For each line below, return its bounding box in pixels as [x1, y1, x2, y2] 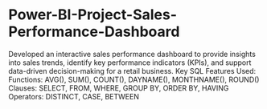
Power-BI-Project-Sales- [8, 6, 178, 24]
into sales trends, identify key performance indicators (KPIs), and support [8, 58, 252, 67]
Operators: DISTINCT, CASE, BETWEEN [8, 91, 139, 101]
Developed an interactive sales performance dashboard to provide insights [8, 49, 256, 59]
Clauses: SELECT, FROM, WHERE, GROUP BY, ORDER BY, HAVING [8, 83, 229, 93]
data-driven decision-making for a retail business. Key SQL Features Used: [8, 66, 257, 75]
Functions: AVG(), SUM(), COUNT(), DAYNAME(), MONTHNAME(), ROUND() [8, 75, 260, 84]
